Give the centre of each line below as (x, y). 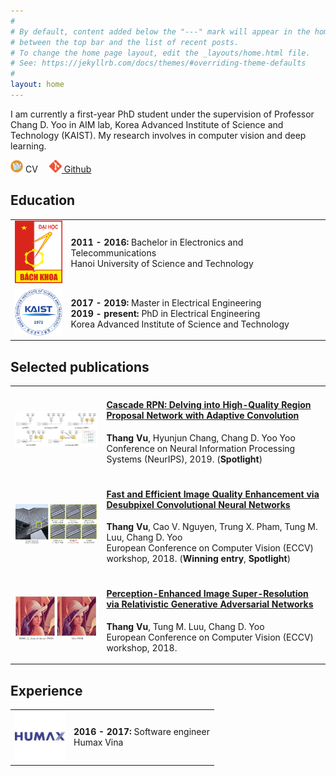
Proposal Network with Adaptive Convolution (203, 416)
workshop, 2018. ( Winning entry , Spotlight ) (199, 559)
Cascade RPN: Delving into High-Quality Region (209, 405)
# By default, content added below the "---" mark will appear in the (160, 31)
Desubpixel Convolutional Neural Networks (198, 504)
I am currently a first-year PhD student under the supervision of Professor (162, 114)
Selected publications (80, 366)
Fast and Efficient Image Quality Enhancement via (213, 494)
